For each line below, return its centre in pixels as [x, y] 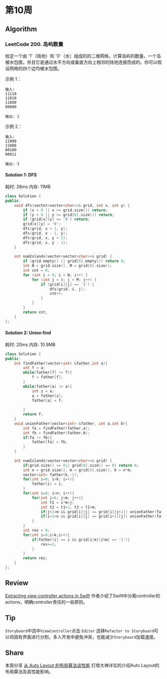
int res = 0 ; [37, 530]
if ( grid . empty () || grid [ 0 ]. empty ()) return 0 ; [74, 261]
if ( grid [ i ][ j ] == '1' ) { [67, 284]
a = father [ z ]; [47, 396]
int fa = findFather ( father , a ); [57, 428]
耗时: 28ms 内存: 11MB [28, 187]
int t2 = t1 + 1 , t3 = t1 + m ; [69, 507]
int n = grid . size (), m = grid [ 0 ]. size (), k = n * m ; [78, 470]
